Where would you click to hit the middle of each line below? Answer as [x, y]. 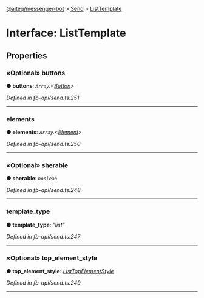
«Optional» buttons [36, 73]
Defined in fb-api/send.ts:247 [43, 236]
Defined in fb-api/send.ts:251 [43, 98]
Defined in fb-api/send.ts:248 [43, 190]
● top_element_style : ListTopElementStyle [60, 271]
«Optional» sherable [37, 165]
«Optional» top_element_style [52, 258]
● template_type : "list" [36, 225]
